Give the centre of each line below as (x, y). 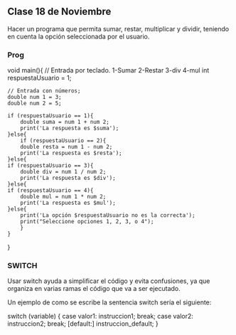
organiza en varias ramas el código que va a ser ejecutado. (94, 289)
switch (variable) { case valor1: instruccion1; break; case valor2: (101, 317)
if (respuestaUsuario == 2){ (63, 141)
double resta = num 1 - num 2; (66, 147)
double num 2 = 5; (34, 103)
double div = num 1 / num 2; (63, 172)
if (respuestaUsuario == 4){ (50, 191)
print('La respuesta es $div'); (68, 178)
